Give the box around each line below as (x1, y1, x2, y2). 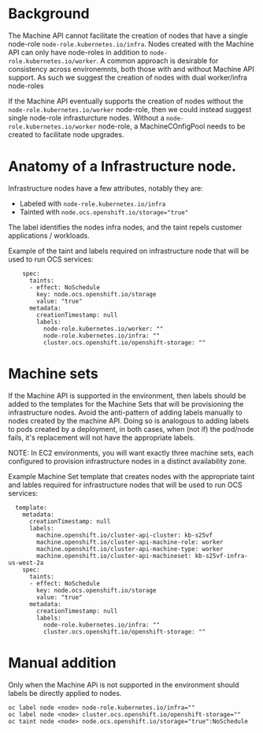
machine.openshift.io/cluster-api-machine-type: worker (36, 545, 224, 553)
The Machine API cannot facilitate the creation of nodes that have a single (8, 31, 248, 40)
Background (8, 5, 90, 23)
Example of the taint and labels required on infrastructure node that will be (8, 246, 250, 255)
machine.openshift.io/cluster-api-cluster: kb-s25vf (36, 531, 213, 539)
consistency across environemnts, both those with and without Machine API (8, 64, 254, 73)
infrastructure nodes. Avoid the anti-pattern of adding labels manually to (8, 407, 243, 417)
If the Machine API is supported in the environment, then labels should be (8, 391, 246, 400)
